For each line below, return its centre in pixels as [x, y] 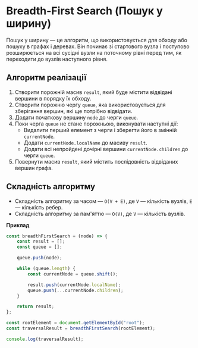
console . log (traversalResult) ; [45, 339]
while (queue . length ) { [46, 269]
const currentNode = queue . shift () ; [73, 274]
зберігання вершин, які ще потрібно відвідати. [73, 111]
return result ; [36, 307]
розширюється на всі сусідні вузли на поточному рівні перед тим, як [94, 52]
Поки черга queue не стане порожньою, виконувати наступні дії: [96, 124]
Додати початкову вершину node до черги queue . [76, 117]
